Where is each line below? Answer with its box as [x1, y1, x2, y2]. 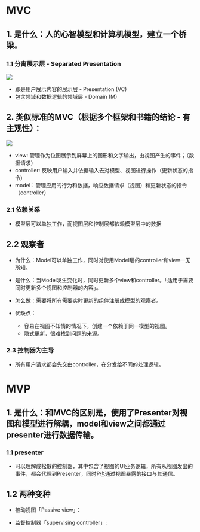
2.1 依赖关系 [6, 205, 41, 214]
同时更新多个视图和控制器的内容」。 [14, 284, 101, 291]
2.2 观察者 [6, 239, 45, 250]
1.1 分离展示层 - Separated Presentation [6, 59, 121, 68]
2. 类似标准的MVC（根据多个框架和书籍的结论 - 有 [6, 112, 191, 123]
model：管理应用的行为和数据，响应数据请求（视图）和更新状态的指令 [14, 181, 187, 189]
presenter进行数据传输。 [6, 430, 99, 440]
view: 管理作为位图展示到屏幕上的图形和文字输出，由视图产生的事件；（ [14, 151, 189, 159]
